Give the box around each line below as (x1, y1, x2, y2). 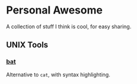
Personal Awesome (6, 4, 103, 17)
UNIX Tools (6, 40, 48, 50)
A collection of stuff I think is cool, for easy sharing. (6, 23, 132, 30)
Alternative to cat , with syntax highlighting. (6, 71, 110, 78)
